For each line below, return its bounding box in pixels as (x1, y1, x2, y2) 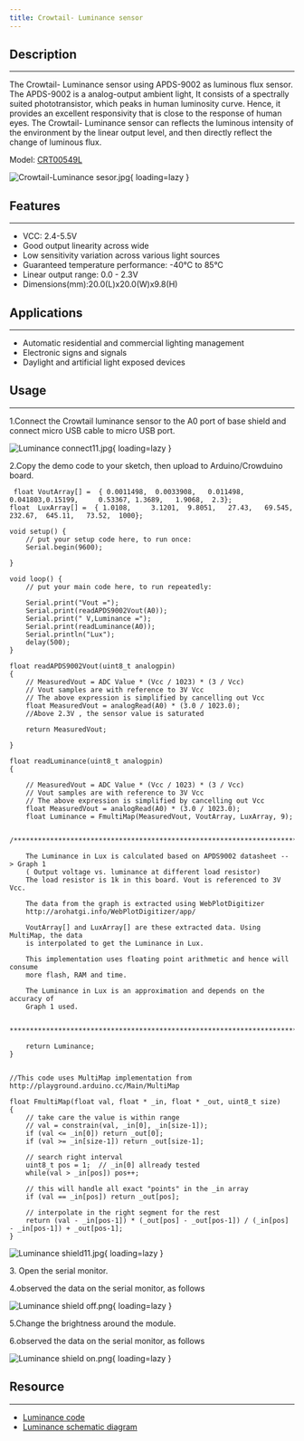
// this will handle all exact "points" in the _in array (25, 1184, 249, 1193)
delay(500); (25, 637, 71, 647)
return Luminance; (25, 1042, 95, 1051)
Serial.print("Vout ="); (25, 598, 119, 607)
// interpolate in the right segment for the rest (25, 1207, 221, 1217)
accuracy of (9, 994, 54, 1003)
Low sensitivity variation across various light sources (22, 250, 220, 261)
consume (9, 962, 39, 971)
